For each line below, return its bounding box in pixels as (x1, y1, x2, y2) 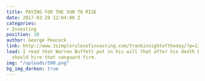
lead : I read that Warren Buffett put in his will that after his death (6, 49, 195, 55)
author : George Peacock (6, 37, 67, 43)
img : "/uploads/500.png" (6, 60, 70, 66)
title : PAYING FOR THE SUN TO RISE (6, 9, 97, 15)
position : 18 (6, 32, 40, 38)
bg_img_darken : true (6, 65, 59, 72)
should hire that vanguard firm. (12, 54, 97, 60)
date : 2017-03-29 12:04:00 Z (6, 15, 81, 21)
